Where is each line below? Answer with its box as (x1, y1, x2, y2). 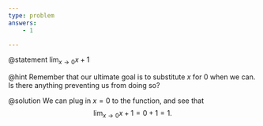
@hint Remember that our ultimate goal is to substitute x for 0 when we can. (8, 72, 256, 82)
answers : (8, 19, 37, 27)
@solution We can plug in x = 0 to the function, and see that (8, 96, 205, 105)
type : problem (8, 11, 55, 20)
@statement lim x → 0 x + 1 (8, 55, 90, 67)
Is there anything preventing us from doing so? (8, 81, 160, 90)
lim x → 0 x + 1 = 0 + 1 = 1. (93, 109, 172, 120)
